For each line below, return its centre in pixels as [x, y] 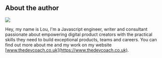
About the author [32, 8]
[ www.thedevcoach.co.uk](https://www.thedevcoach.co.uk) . [67, 50]
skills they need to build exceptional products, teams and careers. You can [81, 39]
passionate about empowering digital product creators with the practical [79, 34]
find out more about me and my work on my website [58, 45]
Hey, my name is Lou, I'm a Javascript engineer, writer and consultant [76, 29]
